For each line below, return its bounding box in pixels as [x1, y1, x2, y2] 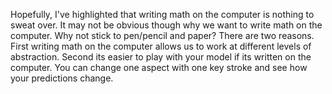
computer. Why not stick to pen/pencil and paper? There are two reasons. [10, 30, 315, 41]
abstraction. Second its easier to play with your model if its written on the [10, 51, 312, 63]
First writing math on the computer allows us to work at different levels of [10, 40, 312, 52]
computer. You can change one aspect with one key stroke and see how [10, 62, 308, 73]
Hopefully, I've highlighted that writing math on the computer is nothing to [10, 9, 315, 20]
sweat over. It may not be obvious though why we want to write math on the [10, 19, 323, 31]
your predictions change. [10, 72, 114, 84]
